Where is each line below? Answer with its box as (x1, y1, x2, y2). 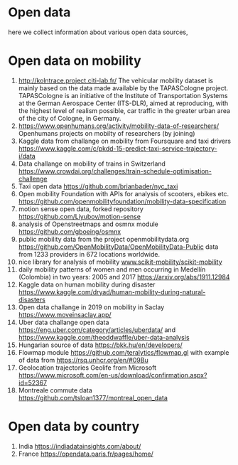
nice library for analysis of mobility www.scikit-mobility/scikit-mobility (18, 257, 222, 266)
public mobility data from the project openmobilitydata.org (18, 235, 189, 243)
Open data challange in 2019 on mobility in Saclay (18, 303, 165, 311)
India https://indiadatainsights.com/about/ (18, 442, 141, 450)
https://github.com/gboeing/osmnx (18, 227, 121, 235)
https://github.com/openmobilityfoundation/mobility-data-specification (18, 197, 227, 205)
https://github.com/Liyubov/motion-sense (18, 212, 141, 220)
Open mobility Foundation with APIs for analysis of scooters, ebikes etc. (18, 189, 229, 198)
